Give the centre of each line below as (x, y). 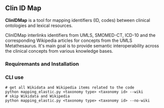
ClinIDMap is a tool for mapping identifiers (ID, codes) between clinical (78, 20)
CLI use (14, 77)
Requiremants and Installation (42, 64)
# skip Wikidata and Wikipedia (38, 97)
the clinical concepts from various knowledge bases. (59, 51)
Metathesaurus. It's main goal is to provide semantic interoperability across (82, 46)
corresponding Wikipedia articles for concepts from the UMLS (69, 40)
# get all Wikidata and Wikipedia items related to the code (70, 88)
